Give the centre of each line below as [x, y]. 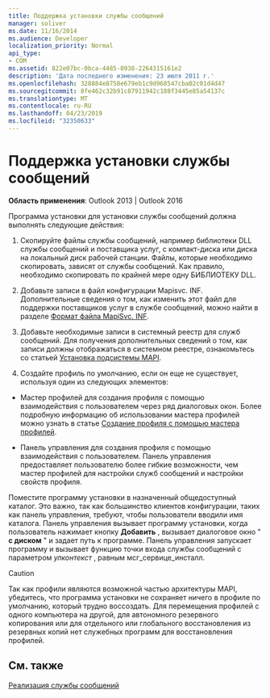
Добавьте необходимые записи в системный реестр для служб [130, 331]
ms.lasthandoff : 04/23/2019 [56, 114]
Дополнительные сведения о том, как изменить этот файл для [128, 299]
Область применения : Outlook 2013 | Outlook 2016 [96, 200]
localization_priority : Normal [61, 46]
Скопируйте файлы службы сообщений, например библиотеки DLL [136, 240]
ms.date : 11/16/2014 [43, 31]
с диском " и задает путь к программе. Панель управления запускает [130, 540]
